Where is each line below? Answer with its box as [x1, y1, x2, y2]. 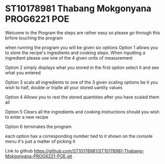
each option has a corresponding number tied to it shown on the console [5, 133, 153, 139]
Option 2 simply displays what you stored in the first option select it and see [5, 65, 159, 70]
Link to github [5, 148, 33, 154]
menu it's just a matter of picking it [5, 138, 75, 144]
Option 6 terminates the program [5, 124, 72, 130]
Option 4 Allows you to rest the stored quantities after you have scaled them [5, 94, 160, 100]
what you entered [5, 69, 41, 75]
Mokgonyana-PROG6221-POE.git [5, 153, 72, 159]
